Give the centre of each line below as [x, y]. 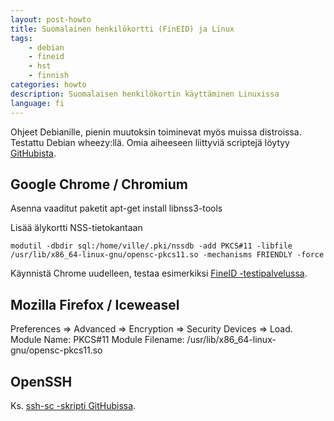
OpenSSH [41, 381]
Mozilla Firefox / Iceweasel [95, 304]
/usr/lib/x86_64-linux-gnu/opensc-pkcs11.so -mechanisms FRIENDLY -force [167, 255]
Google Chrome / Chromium [99, 184]
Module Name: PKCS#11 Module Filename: [97, 340]
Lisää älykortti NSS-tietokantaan [76, 228]
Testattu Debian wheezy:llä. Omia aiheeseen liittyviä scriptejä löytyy [150, 142]
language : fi [37, 103]
